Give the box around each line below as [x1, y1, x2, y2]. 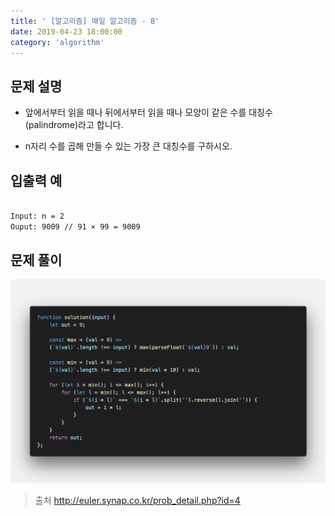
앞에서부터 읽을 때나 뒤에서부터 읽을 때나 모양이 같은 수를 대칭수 [24, 106, 273, 119]
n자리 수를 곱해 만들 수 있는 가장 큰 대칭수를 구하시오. [24, 140, 233, 152]
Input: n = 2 [10, 211, 65, 221]
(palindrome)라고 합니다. [24, 119, 124, 131]
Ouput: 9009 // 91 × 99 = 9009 [10, 221, 141, 232]
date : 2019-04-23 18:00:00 [10, 26, 123, 37]
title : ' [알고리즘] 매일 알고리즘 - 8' [10, 16, 160, 26]
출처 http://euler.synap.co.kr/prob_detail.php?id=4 [34, 494, 241, 506]
